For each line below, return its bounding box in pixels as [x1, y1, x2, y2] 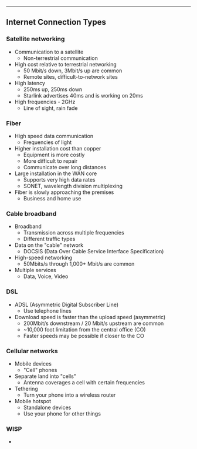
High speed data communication [14, 132, 94, 139]
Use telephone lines [23, 307, 72, 314]
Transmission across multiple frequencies [23, 229, 124, 236]
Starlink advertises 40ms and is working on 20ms [23, 92, 144, 99]
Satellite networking [6, 35, 65, 43]
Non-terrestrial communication [23, 54, 98, 62]
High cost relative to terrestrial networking [14, 61, 117, 68]
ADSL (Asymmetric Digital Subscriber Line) [14, 301, 119, 308]
